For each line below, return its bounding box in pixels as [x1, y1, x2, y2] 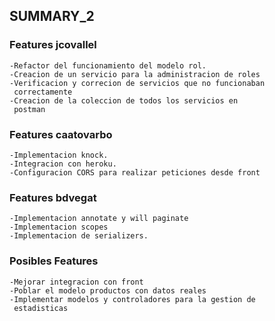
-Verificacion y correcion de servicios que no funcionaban [9, 78, 266, 88]
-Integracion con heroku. [9, 159, 117, 169]
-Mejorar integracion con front [9, 277, 144, 287]
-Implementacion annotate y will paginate [9, 214, 189, 224]
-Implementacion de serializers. [9, 231, 149, 241]
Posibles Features [9, 254, 99, 268]
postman [13, 104, 46, 114]
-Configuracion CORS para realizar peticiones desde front [9, 167, 261, 178]
